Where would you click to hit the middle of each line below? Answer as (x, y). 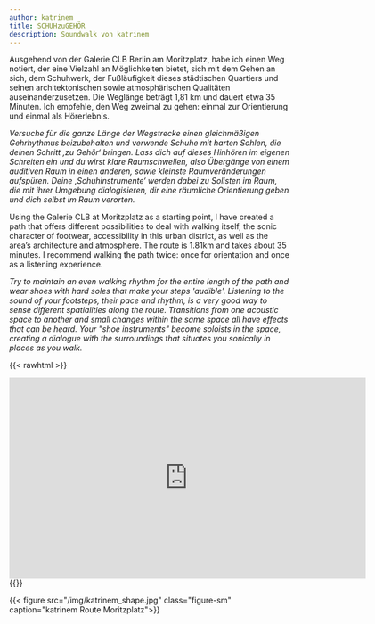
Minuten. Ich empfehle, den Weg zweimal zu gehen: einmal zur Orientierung (149, 107)
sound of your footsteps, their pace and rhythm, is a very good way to (139, 300)
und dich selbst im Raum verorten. (72, 200)
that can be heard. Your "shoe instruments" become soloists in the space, (145, 329)
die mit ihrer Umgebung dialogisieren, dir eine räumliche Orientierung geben (149, 190)
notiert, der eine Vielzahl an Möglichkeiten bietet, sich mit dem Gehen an (143, 69)
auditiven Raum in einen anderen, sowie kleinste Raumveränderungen (138, 171)
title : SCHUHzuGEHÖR (48, 26)
